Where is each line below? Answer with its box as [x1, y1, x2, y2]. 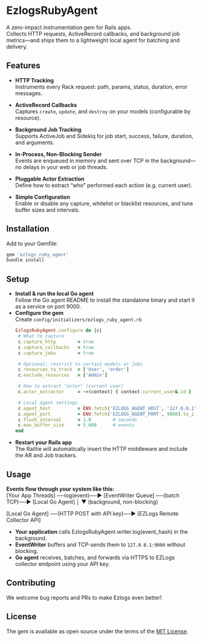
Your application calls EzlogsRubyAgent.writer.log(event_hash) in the [15, 528, 189, 535]
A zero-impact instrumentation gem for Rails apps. [6, 24, 132, 31]
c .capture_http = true [18, 339, 94, 345]
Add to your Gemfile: [6, 240, 59, 247]
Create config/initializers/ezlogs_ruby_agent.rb [15, 316, 142, 323]
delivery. [6, 43, 28, 50]
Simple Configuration [15, 193, 71, 201]
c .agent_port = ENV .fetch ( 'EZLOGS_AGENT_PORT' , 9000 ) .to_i [18, 411, 195, 417]
